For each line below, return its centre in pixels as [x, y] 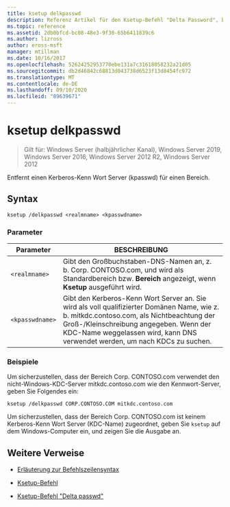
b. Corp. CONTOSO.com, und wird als [123, 270]
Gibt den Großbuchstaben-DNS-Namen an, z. [137, 262]
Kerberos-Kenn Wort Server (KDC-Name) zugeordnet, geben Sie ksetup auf [114, 424]
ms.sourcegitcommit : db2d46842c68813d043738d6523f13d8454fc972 [99, 71]
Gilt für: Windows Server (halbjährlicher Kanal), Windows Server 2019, [123, 149]
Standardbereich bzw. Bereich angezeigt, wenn [139, 279]
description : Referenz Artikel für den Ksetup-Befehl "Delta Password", [113, 20]
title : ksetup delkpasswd [44, 13]
